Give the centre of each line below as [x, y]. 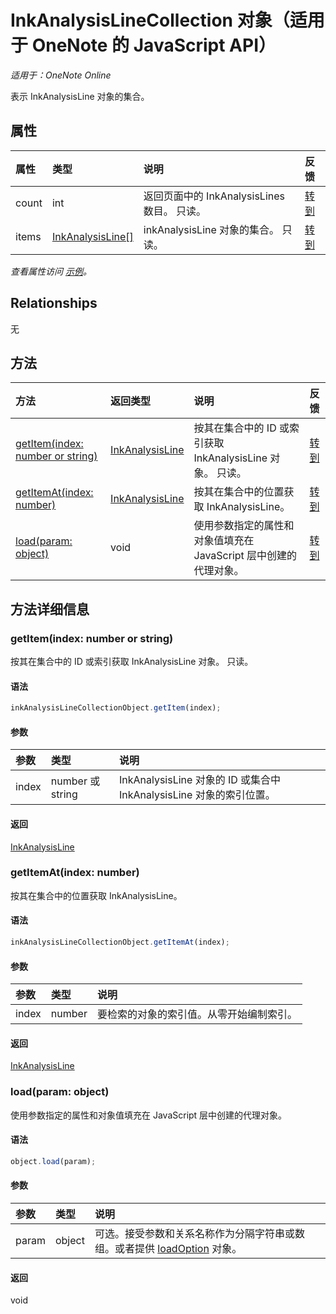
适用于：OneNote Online [61, 75]
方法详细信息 [50, 609]
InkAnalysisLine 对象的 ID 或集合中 [200, 780]
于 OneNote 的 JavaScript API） [143, 45]
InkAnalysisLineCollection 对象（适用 [167, 20]
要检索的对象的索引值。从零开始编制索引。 [197, 1014]
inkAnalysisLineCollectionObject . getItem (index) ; [116, 708]
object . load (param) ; [53, 1161]
